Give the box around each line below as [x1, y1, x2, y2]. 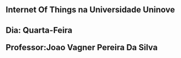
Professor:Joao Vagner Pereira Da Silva [5, 42, 158, 53]
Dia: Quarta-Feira [5, 25, 73, 35]
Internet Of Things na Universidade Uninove [5, 5, 175, 15]
